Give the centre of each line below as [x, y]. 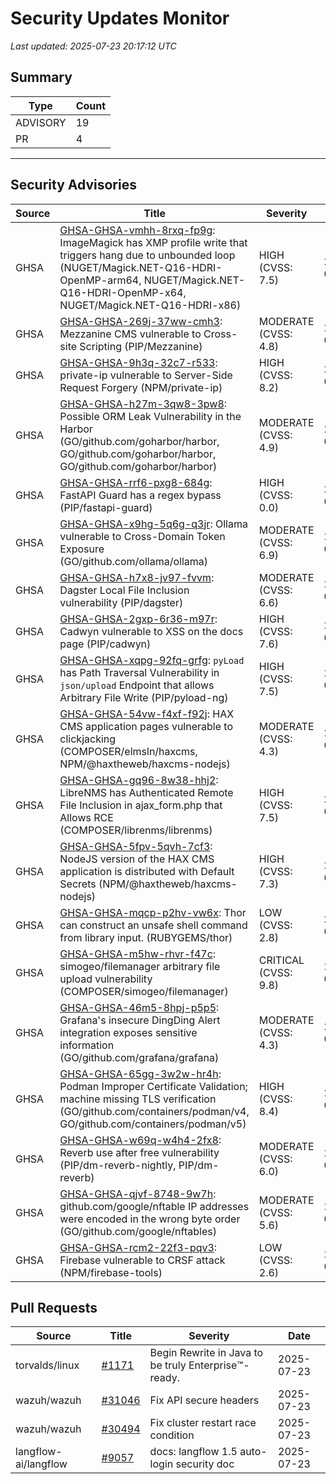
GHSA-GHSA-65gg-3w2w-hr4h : [140, 1074]
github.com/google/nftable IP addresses [154, 1206]
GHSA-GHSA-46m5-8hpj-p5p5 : [139, 1007]
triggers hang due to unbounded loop [147, 255]
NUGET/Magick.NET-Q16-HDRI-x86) [150, 305]
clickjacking [88, 739]
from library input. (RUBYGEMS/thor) [146, 937]
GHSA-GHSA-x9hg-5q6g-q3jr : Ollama [153, 524]
